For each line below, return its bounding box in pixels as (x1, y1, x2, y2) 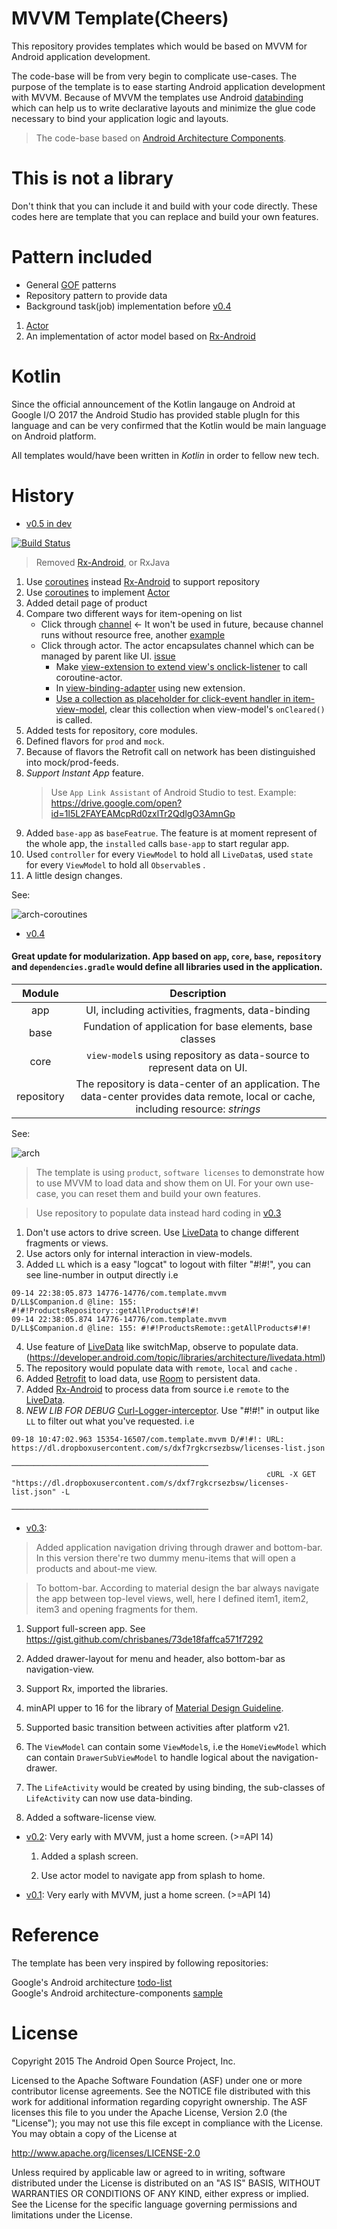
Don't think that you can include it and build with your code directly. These (11, 200, 318, 212)
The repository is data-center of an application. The (75, 1077, 321, 1091)
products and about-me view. (35, 1562, 158, 1574)
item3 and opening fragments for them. (35, 1603, 198, 1615)
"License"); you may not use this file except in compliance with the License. (11, 2117, 324, 2129)
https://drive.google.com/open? (50, 797, 183, 809)
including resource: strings (135, 1102, 261, 1116)
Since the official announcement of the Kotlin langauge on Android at (11, 398, 296, 410)
